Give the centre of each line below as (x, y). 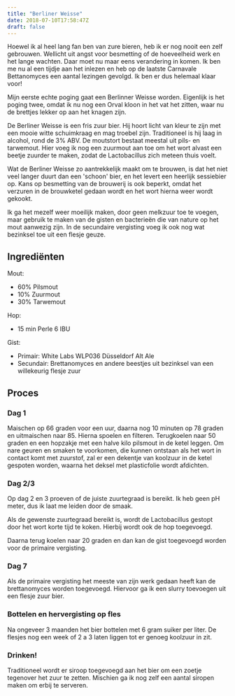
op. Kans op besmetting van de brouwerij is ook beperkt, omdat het (104, 184)
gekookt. (20, 199)
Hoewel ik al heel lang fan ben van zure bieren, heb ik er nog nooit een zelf (115, 47)
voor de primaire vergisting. (47, 548)
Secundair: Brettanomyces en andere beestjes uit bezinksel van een (115, 364)
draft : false (26, 27)
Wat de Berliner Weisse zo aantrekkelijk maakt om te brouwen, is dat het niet (117, 169)
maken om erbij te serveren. (48, 686)
